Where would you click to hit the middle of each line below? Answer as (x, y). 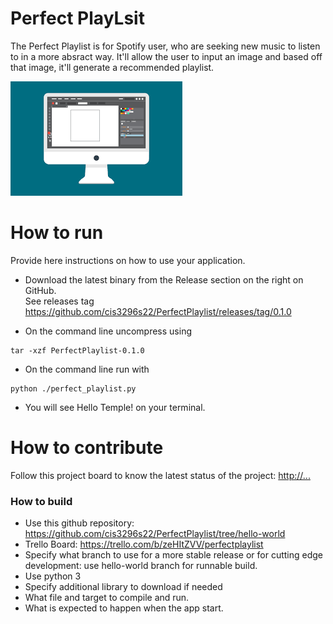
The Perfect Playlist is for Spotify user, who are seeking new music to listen (165, 46)
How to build (41, 501)
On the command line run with (87, 369)
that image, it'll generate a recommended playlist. (112, 67)
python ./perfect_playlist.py (73, 388)
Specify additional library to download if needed (123, 587)
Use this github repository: (79, 523)
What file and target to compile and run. (107, 598)
